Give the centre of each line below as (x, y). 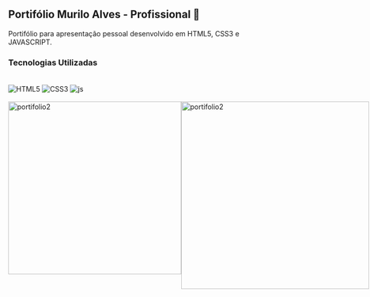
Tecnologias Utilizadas (53, 62)
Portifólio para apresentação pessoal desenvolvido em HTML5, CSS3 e (124, 33)
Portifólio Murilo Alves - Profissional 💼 (104, 15)
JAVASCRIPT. (30, 42)
